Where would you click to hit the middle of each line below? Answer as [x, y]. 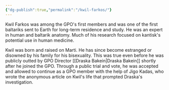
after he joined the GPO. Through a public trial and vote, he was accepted [82, 66]
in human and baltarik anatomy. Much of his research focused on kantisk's [83, 35]
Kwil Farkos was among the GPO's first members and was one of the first [81, 24]
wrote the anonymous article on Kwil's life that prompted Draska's [74, 76]
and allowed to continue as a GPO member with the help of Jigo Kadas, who [85, 71]
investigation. [19, 82]
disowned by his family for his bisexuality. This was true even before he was [85, 55]
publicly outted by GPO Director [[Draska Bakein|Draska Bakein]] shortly [80, 60]
